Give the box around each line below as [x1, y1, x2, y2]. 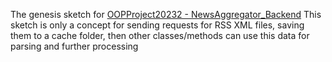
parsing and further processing [10, 40, 139, 52]
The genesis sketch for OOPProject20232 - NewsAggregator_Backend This [10, 9, 322, 20]
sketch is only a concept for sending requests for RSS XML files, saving [10, 19, 305, 31]
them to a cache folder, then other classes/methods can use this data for [10, 30, 310, 41]
